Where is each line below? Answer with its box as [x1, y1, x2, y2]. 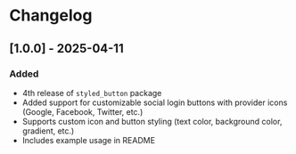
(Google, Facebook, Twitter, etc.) [21, 106, 144, 117]
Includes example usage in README [21, 134, 156, 145]
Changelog [9, 5, 93, 26]
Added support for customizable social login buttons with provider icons [21, 97, 288, 108]
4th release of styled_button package [21, 87, 162, 98]
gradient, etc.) [21, 126, 75, 136]
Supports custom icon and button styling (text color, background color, [21, 116, 283, 126]
